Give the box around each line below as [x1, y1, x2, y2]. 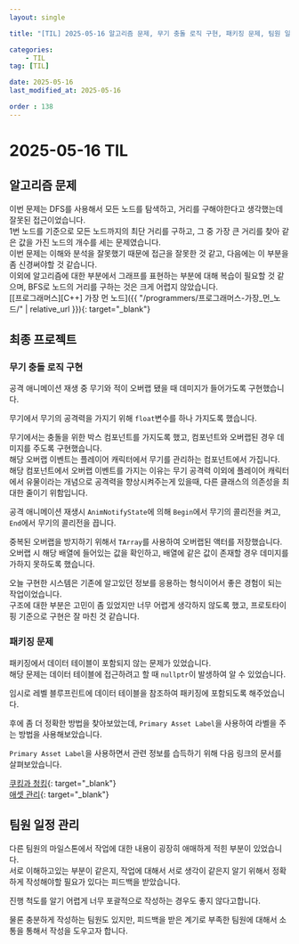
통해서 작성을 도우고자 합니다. [25, 925, 128, 936]
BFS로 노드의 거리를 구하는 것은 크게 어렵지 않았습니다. [28, 281, 219, 292]
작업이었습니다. [9, 589, 62, 599]
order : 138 [9, 102, 53, 111]
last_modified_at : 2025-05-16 [9, 86, 122, 95]
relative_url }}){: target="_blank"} [29, 304, 151, 314]
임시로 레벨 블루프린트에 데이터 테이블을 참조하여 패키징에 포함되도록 [9, 688, 247, 698]
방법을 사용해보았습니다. [18, 728, 102, 739]
